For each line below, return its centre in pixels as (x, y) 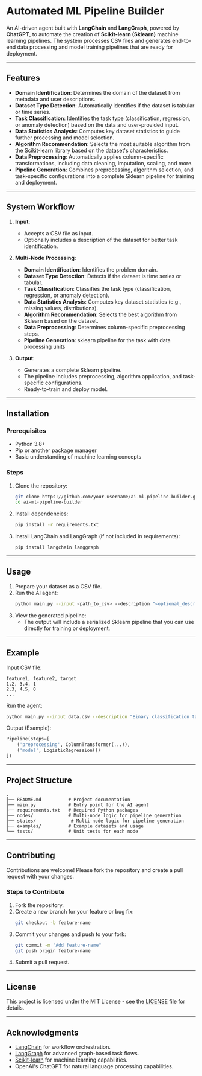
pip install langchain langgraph (57, 547)
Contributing (31, 855)
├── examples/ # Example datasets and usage (75, 826)
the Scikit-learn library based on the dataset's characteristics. (91, 150)
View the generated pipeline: (50, 615)
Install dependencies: (41, 514)
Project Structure (39, 781)
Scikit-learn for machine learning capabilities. (71, 1060)
